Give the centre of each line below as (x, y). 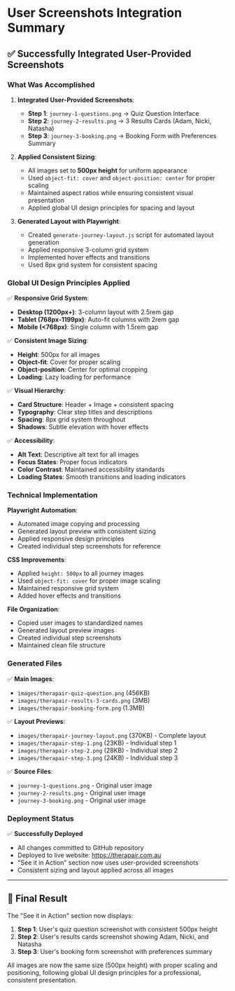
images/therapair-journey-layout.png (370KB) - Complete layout (112, 735)
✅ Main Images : (31, 679)
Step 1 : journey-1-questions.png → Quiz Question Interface (113, 113)
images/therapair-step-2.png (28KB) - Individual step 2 (98, 750)
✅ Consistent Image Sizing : (48, 341)
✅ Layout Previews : (36, 721)
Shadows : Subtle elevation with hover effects (83, 427)
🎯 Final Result (37, 899)
